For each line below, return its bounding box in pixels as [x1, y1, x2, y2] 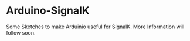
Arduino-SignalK [6, 4, 90, 17]
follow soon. [6, 29, 36, 36]
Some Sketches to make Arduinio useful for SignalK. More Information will [6, 23, 185, 30]
